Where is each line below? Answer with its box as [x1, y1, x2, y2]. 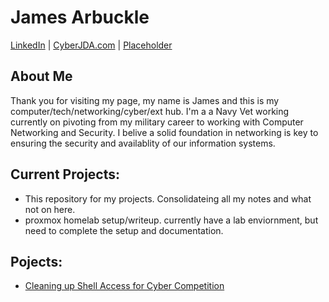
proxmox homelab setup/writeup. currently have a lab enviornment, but [24, 214, 319, 226]
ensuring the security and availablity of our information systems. [10, 137, 276, 149]
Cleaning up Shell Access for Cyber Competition [24, 280, 225, 292]
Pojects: [10, 253, 63, 270]
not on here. [24, 203, 76, 215]
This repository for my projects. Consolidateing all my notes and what [24, 192, 312, 205]
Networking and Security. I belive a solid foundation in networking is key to [10, 126, 319, 138]
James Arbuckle [10, 6, 150, 29]
